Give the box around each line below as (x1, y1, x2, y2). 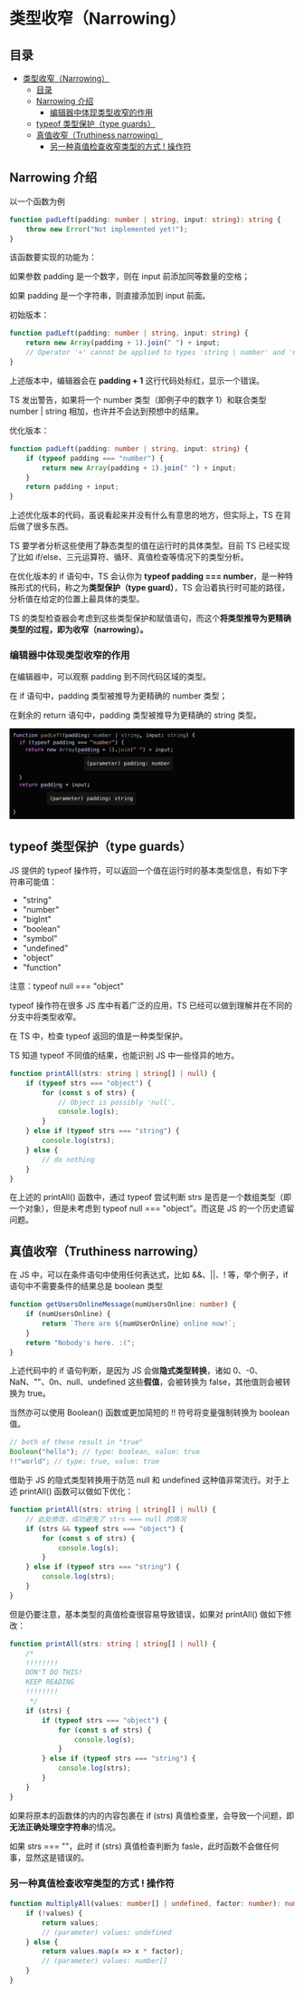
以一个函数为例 (9, 196, 65, 207)
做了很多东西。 (16, 521, 73, 532)
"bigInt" (22, 913, 52, 924)
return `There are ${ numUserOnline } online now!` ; (42, 1319, 237, 1328)
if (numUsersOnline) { (25, 1310, 111, 1319)
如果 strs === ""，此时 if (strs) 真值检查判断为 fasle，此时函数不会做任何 (9, 1841, 280, 1851)
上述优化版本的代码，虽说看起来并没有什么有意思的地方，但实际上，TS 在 (9, 510, 283, 521)
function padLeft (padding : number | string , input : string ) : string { (9, 215, 281, 224)
